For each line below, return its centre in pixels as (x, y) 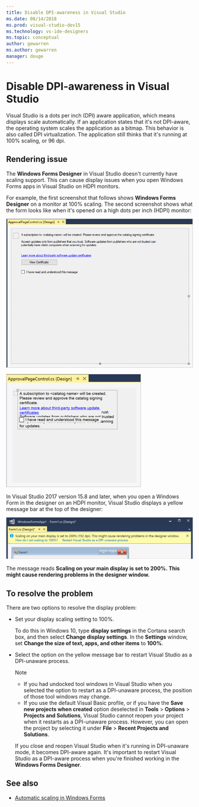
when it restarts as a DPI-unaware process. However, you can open (106, 722)
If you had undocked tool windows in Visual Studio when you (98, 684)
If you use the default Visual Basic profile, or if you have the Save (103, 703)
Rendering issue (37, 159)
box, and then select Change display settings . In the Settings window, (101, 637)
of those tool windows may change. (67, 697)
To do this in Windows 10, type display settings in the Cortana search (100, 631)
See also (22, 784)
